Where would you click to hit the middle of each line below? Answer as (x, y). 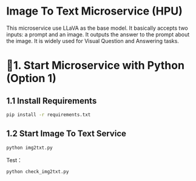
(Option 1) (31, 79)
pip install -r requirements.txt (49, 114)
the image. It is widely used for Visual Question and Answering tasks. (93, 41)
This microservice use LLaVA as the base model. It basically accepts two (97, 28)
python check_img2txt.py (38, 171)
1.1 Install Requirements (52, 101)
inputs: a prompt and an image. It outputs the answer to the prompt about (98, 34)
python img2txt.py (29, 148)
